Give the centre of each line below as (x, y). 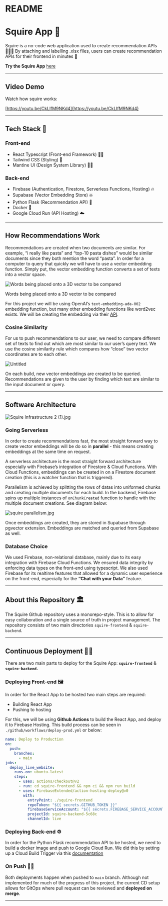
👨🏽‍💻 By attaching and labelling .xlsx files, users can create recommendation (83, 51)
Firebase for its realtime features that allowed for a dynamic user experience (84, 573)
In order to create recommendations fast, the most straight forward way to (82, 441)
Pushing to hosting (32, 710)
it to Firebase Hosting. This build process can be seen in (63, 725)
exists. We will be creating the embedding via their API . (62, 314)
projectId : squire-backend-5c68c (62, 814)
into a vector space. (26, 274)
